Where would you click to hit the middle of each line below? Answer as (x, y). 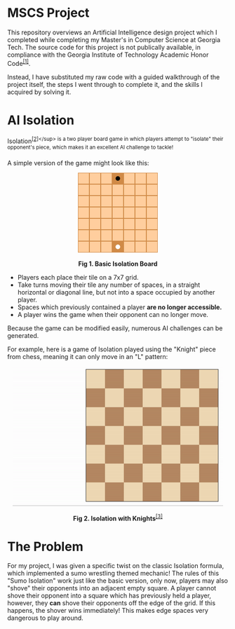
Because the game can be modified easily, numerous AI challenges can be (115, 328)
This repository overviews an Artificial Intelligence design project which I (112, 32)
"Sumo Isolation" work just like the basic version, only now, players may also (117, 581)
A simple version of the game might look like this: (78, 163)
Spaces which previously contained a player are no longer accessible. (120, 307)
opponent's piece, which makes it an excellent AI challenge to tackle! (90, 148)
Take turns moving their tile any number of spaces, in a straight (109, 285)
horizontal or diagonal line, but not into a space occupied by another (116, 292)
